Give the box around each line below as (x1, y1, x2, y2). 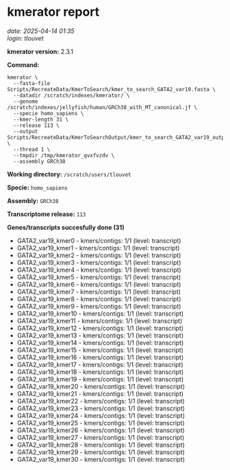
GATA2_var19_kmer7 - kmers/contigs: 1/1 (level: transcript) (16, 287, 181, 296)
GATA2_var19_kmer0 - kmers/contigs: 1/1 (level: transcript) (16, 236, 181, 244)
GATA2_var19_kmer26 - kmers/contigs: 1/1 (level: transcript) (16, 426, 185, 434)
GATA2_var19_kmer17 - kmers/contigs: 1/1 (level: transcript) (16, 360, 183, 368)
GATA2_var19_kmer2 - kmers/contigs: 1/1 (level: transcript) (16, 251, 181, 259)
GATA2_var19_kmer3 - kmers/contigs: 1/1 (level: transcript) (16, 258, 181, 266)
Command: (7, 60, 40, 69)
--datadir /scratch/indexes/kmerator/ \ (13, 92, 130, 99)
